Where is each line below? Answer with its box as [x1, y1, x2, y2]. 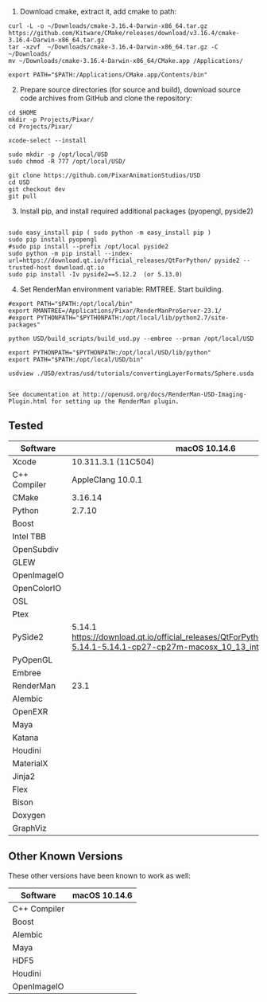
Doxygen [12, 809, 46, 820]
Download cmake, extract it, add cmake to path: [19, 7, 177, 16]
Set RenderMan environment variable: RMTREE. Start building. [19, 284, 224, 294]
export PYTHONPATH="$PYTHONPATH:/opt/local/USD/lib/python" [8, 349, 212, 357]
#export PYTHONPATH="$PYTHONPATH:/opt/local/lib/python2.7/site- [8, 314, 229, 322]
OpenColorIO [12, 582, 62, 593]
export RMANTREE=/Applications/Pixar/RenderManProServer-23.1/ [8, 307, 222, 315]
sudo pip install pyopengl [8, 236, 98, 244]
